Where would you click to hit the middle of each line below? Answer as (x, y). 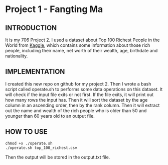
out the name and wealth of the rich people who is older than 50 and (76, 110)
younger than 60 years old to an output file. (50, 116)
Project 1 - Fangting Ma (54, 9)
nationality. (17, 56)
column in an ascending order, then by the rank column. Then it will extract (82, 105)
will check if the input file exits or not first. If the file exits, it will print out (79, 95)
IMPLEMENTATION (35, 72)
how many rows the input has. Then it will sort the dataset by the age (76, 100)
